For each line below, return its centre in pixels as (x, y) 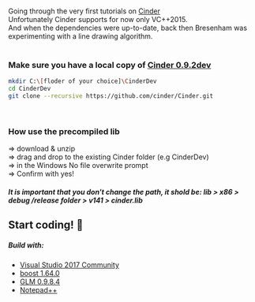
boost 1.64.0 (40, 274)
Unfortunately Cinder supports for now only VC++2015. (98, 19)
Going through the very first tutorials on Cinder (84, 11)
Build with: (26, 245)
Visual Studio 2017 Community (69, 265)
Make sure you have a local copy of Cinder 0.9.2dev (110, 65)
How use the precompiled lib (64, 131)
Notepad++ (38, 290)
